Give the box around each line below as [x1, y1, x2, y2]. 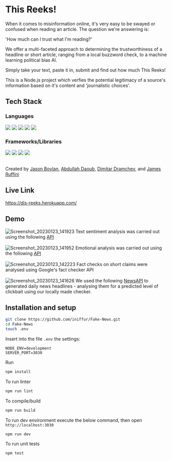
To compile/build [5, 398, 41, 404]
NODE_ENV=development [5, 346, 52, 351]
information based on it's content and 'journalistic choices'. [5, 82, 131, 88]
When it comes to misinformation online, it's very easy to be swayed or [5, 21, 156, 27]
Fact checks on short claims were [76, 261, 148, 267]
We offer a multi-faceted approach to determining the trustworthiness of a [5, 46, 163, 52]
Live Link [5, 186, 35, 195]
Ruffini [5, 171, 20, 177]
